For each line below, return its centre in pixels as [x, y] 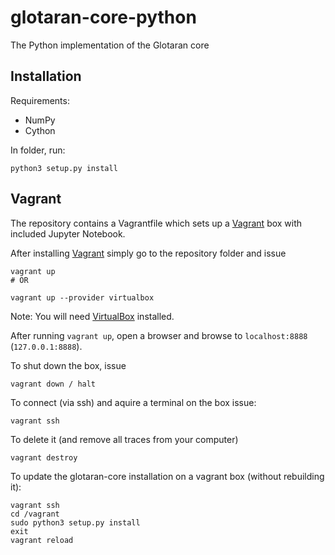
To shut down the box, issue [68, 365]
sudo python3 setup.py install [75, 522]
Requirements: [40, 100]
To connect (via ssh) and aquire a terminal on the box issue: [133, 402]
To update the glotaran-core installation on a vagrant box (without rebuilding [167, 476]
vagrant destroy [44, 457]
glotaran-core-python [103, 17]
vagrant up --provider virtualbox [82, 297]
